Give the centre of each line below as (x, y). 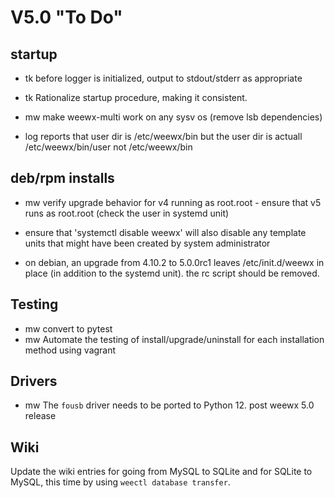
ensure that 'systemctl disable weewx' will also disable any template (165, 232)
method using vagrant (70, 350)
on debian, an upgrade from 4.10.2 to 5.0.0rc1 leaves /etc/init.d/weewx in (174, 262)
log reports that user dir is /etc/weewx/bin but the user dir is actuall (163, 136)
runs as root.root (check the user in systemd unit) (127, 213)
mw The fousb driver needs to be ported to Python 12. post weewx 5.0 (169, 405)
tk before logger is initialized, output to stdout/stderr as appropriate (163, 78)
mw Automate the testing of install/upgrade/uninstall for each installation (174, 339)
